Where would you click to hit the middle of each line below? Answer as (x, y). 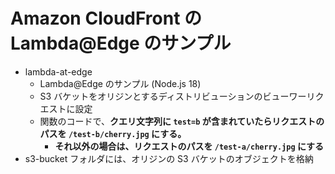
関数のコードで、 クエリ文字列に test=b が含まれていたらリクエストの (182, 121)
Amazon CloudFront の (106, 18)
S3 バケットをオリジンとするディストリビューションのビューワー (173, 96)
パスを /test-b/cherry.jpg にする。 (113, 133)
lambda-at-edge (58, 71)
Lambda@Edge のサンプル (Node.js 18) (120, 83)
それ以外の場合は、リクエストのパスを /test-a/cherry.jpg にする (189, 146)
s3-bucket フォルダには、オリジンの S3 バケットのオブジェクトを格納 (169, 158)
